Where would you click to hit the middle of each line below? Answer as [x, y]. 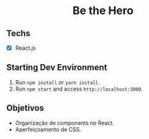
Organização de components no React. [65, 122]
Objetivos [25, 108]
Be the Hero [103, 11]
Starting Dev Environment [57, 68]
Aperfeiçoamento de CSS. [48, 129]
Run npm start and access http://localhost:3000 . [79, 89]
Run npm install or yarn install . [57, 82]
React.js [25, 48]
